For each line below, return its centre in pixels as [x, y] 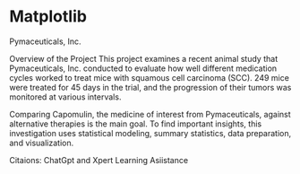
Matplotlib [48, 17]
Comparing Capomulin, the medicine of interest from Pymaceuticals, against [150, 114]
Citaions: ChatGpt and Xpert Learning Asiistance [99, 160]
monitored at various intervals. [65, 97]
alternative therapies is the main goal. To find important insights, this [136, 124]
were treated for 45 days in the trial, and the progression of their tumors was [150, 87]
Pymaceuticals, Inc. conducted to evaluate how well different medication [143, 68]
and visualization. [42, 143]
